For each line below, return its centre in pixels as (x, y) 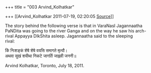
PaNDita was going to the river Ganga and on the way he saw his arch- (76, 31)
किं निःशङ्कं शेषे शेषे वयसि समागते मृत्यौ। (36, 51)
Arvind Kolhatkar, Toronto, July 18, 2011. (45, 66)
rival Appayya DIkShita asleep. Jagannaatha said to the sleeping (69, 36)
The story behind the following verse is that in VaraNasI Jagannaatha (74, 26)
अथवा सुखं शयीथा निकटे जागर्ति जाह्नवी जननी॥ (41, 56)
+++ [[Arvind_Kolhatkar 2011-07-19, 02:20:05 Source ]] (60, 16)
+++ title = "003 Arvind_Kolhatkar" (40, 7)
